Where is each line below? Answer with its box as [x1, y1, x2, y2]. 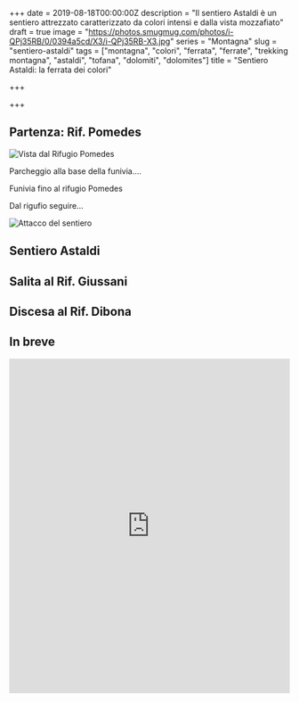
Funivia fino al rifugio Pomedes [9, 183, 123, 194]
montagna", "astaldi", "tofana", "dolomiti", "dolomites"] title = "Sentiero [9, 55, 269, 65]
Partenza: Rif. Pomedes [9, 125, 142, 140]
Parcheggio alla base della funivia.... [9, 165, 142, 177]
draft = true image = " [9, 27, 89, 37]
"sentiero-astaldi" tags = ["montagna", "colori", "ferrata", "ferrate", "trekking [9, 45, 288, 56]
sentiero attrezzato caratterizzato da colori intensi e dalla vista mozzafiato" [9, 17, 284, 28]
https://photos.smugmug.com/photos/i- [88, 27, 234, 37]
